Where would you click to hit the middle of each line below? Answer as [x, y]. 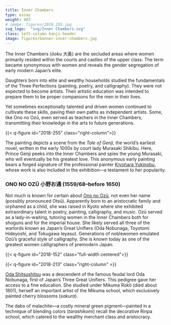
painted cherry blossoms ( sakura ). [42, 296]
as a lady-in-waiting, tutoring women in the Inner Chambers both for [77, 218]
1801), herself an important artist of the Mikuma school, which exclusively [82, 291]
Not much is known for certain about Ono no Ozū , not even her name [78, 196]
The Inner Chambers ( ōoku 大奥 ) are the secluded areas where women [80, 54]
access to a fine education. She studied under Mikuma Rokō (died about [81, 285]
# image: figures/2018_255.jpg [39, 24]
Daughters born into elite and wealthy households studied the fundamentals [85, 80]
